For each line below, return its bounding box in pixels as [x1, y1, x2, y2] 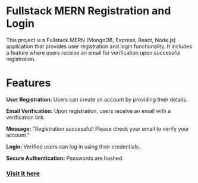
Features [6, 76, 51, 90]
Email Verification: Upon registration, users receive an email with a [6, 107, 171, 114]
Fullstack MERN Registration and [6, 4, 171, 18]
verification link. [6, 113, 46, 121]
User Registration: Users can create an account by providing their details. [6, 96, 188, 103]
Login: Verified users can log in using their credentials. [6, 143, 141, 150]
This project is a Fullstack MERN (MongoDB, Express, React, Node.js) [6, 36, 176, 43]
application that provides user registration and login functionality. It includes [6, 43, 193, 50]
